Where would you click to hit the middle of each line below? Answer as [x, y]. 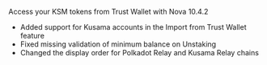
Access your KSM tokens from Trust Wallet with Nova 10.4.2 [108, 12]
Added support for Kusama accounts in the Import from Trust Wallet [133, 27]
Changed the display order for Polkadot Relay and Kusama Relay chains [139, 53]
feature [32, 36]
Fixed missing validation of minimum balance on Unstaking [118, 44]
